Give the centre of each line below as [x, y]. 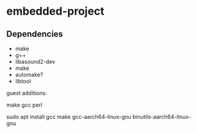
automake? [29, 74]
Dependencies [35, 34]
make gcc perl [24, 105]
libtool [23, 81]
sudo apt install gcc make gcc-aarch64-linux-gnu [69, 117]
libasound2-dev [35, 62]
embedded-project [55, 11]
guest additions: [27, 93]
